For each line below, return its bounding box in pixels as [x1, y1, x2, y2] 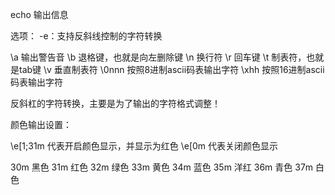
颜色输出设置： [10, 119, 72, 130]
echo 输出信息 [10, 9, 69, 20]
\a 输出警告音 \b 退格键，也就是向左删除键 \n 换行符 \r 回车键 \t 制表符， [10, 51, 307, 63]
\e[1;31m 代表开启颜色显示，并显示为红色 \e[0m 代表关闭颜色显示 [10, 140, 279, 152]
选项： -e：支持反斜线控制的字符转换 [10, 30, 163, 42]
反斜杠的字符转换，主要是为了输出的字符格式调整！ [10, 98, 221, 109]
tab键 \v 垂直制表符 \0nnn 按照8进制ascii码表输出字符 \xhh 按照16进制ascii [18, 64, 325, 75]
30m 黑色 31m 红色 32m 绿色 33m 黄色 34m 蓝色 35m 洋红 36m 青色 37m [10, 161, 314, 173]
